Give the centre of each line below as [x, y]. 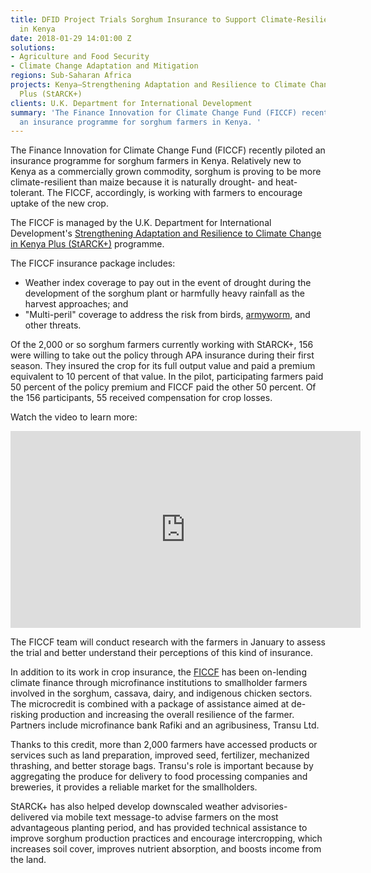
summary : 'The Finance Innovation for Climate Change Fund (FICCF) [154, 112]
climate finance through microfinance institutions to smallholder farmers [159, 683]
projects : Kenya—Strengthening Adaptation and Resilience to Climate [158, 85]
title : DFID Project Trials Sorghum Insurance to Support [133, 19]
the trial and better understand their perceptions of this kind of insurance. [162, 653]
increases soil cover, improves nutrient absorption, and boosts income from [166, 849]
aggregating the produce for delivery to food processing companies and [159, 777]
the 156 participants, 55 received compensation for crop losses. [141, 398]
